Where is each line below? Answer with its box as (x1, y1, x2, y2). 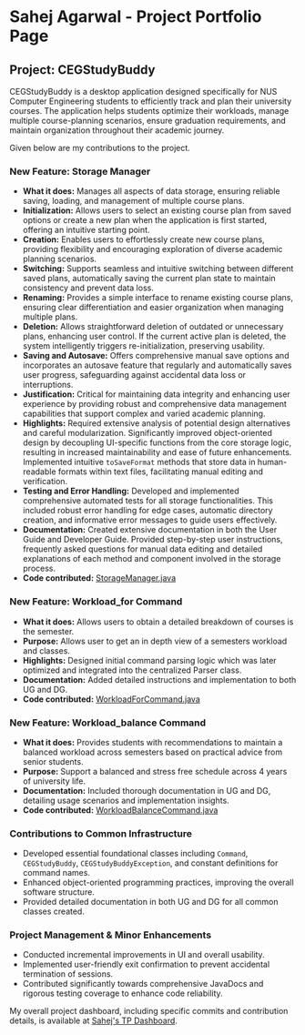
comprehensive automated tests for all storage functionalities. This (22, 495, 273, 506)
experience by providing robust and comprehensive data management (22, 399, 287, 410)
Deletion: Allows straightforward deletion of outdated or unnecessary (22, 321, 284, 332)
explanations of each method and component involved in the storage (22, 553, 281, 564)
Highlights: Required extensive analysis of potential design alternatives (22, 418, 291, 429)
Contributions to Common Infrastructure (9, 827, 193, 839)
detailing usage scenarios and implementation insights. (22, 795, 229, 806)
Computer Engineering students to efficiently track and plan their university (9, 96, 292, 107)
